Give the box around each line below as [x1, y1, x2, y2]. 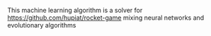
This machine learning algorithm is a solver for [7, 6, 143, 14]
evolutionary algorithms [7, 21, 76, 29]
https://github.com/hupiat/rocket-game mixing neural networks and [7, 13, 205, 22]
